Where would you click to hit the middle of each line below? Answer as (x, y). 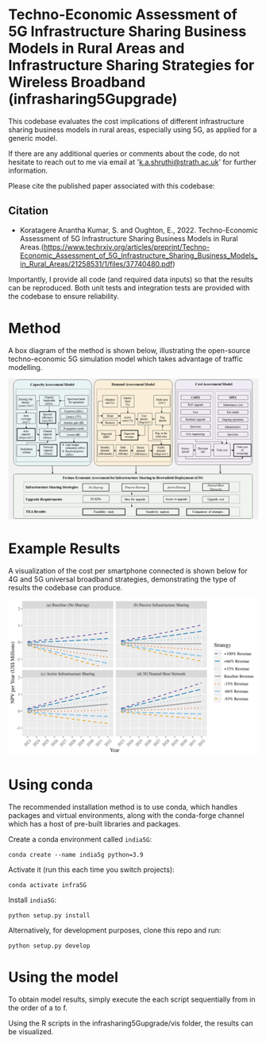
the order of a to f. (38, 1008)
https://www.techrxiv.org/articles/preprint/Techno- (127, 247)
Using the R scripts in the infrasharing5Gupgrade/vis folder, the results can (131, 1023)
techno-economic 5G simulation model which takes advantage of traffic (126, 359)
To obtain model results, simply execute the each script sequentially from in (132, 999)
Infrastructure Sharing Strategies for (131, 66)
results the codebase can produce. (66, 588)
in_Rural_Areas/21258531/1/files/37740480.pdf (96, 263)
